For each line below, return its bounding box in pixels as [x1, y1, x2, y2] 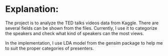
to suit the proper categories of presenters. [5, 45, 94, 51]
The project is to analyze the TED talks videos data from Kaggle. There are [5, 20, 159, 26]
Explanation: [5, 3, 59, 15]
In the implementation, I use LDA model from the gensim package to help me [5, 40, 163, 46]
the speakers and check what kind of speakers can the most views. [5, 30, 144, 36]
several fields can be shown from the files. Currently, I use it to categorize [5, 25, 157, 31]
